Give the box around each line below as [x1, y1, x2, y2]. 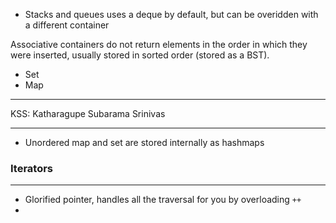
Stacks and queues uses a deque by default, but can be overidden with [24, 9, 319, 20]
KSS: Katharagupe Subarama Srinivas [10, 108, 166, 119]
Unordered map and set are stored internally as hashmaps [24, 137, 265, 148]
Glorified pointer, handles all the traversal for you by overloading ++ [24, 194, 302, 206]
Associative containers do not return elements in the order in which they [10, 39, 308, 50]
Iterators [10, 161, 54, 175]
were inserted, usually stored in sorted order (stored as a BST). [10, 49, 270, 61]
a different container [24, 19, 110, 31]
